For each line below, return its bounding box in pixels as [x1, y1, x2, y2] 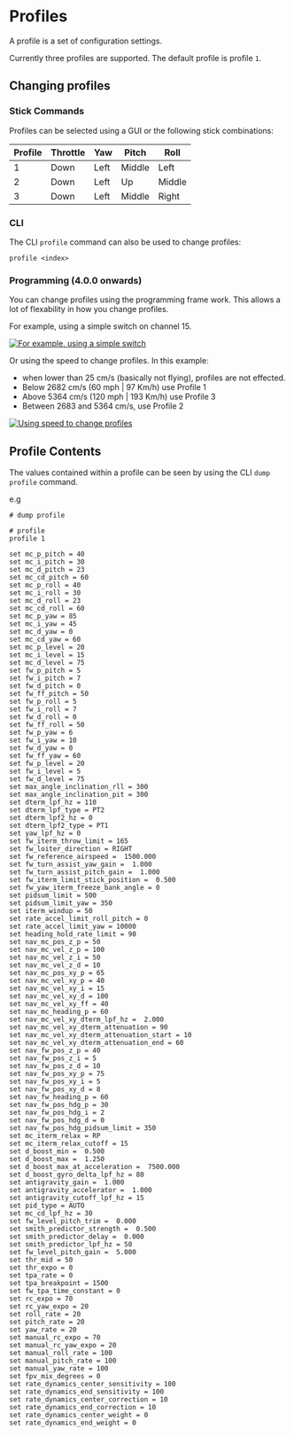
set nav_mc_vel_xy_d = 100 [9, 992, 109, 1001]
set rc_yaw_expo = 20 [9, 1302, 89, 1311]
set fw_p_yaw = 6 [9, 729, 73, 738]
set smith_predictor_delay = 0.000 [9, 1232, 144, 1242]
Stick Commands [9, 105, 85, 117]
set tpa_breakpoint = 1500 [9, 1279, 109, 1288]
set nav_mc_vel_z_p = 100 [9, 946, 104, 955]
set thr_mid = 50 [9, 1256, 73, 1265]
